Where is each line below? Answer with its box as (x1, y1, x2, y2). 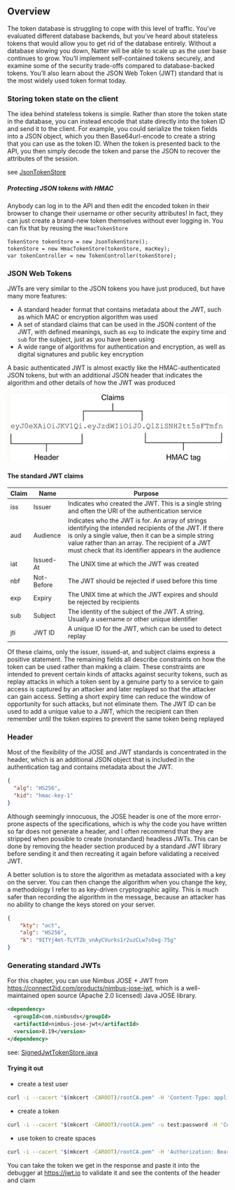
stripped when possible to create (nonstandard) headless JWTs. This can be (7, 834, 228, 843)
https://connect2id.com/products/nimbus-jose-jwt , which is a (7, 984, 185, 992)
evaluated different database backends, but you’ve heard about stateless (7, 32, 218, 40)
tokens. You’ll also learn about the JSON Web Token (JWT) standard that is (7, 69, 224, 77)
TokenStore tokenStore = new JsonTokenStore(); (7, 238, 149, 246)
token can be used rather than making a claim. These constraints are (7, 662, 205, 671)
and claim (7, 1176, 36, 1184)
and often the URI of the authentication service (67, 506, 202, 515)
